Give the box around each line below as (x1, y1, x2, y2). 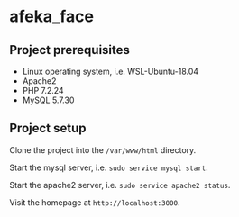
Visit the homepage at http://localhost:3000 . (9, 196, 180, 208)
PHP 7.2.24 (22, 86, 65, 95)
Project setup (9, 121, 87, 136)
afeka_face (9, 6, 95, 27)
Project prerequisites (9, 42, 131, 58)
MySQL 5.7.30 (22, 95, 75, 105)
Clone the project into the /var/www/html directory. (9, 144, 197, 155)
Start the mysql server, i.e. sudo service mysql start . (9, 162, 209, 173)
